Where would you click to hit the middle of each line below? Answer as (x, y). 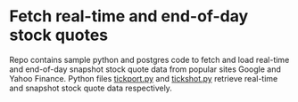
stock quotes (59, 35)
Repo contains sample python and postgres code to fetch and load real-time (149, 59)
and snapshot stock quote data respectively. (91, 88)
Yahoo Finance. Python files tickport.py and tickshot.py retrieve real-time (144, 78)
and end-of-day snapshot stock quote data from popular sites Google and (145, 69)
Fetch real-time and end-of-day (129, 16)
